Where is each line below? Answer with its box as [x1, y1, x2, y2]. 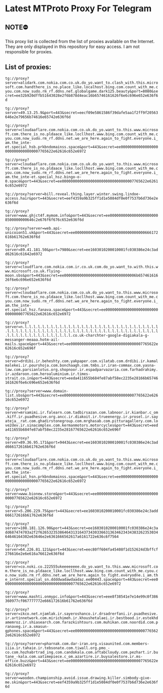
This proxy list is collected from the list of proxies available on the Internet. [5, 39, 155, 44]
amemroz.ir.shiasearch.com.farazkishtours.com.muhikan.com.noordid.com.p [5, 620, 159, 624]
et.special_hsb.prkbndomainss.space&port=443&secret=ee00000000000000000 [5, 144, 159, 149]
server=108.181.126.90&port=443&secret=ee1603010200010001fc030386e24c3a [5, 526, 159, 531]
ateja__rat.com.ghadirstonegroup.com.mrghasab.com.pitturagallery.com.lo [5, 418, 159, 423]
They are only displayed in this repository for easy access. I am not [5, 44, 140, 49]
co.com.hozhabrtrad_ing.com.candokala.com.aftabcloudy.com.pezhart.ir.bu [5, 649, 159, 655]
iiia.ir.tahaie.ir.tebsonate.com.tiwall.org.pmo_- [5, 646, 110, 650]
